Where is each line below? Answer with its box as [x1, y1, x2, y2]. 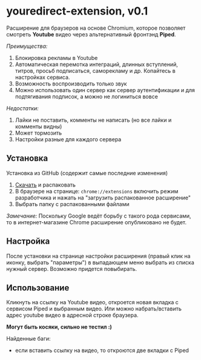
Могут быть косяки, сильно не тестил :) [6, 323, 112, 331]
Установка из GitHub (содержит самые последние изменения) [6, 169, 168, 176]
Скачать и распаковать [15, 181, 76, 188]
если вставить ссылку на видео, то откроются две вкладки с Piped [15, 347, 189, 354]
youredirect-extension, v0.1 [6, 4, 148, 18]
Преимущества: [6, 42, 48, 50]
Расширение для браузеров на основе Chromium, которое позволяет [6, 24, 186, 32]
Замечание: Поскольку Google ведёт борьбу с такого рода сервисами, [6, 212, 192, 219]
